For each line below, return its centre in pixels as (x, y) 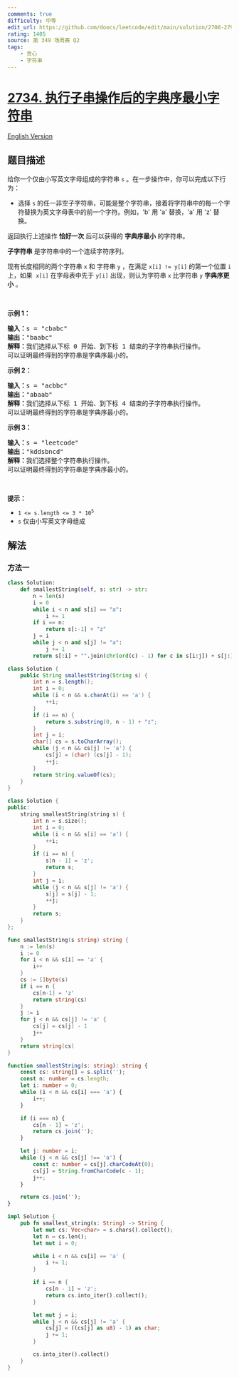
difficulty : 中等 (32, 21)
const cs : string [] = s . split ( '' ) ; (73, 1072)
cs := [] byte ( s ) (44, 980)
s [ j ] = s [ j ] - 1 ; (71, 894)
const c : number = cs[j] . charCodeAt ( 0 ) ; (94, 1164)
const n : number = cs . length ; (65, 1079)
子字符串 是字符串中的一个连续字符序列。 (68, 251)
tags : (15, 47)
